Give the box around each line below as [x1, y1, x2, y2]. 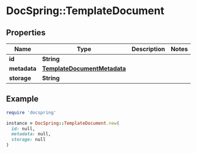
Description [131, 45, 165, 53]
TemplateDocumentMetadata [42, 65, 126, 72]
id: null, [11, 125, 35, 132]
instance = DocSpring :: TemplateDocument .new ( [6, 120, 119, 126]
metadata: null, [11, 131, 51, 137]
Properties [6, 28, 46, 38]
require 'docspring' [6, 109, 57, 115]
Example [6, 94, 39, 104]
